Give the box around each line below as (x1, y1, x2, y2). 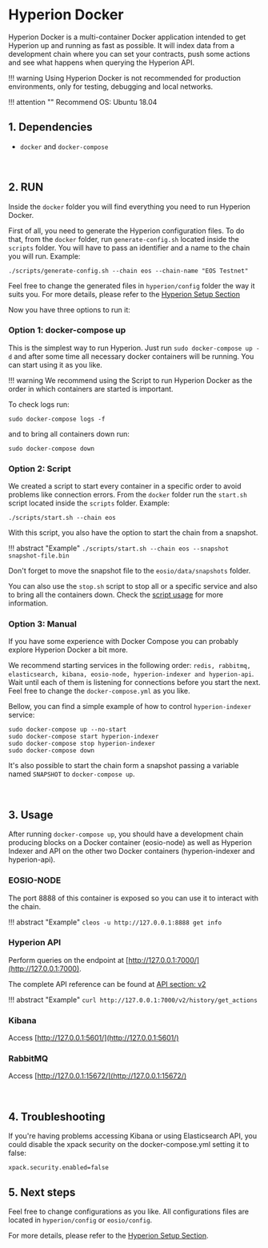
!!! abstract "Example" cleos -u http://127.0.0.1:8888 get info (8, 917, 222, 927)
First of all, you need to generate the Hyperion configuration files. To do (8, 226, 245, 236)
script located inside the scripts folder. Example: (8, 498, 170, 508)
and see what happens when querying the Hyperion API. (8, 58, 194, 67)
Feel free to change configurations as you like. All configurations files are (8, 1207, 250, 1217)
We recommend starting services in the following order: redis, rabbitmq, (8, 661, 251, 670)
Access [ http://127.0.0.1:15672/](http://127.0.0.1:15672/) (8, 1071, 187, 1081)
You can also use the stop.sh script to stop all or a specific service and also (8, 582, 258, 591)
